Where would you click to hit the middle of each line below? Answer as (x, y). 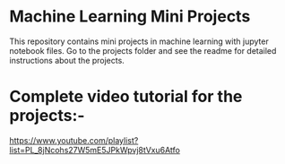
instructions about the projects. (67, 60)
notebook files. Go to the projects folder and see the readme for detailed (143, 50)
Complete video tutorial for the (126, 97)
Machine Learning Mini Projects (130, 17)
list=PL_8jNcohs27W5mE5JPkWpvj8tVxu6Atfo (95, 150)
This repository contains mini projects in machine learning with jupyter (139, 41)
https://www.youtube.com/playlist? (74, 140)
